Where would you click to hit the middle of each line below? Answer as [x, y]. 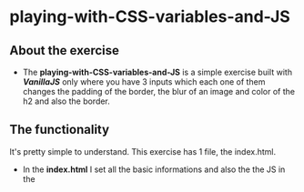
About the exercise [65, 51]
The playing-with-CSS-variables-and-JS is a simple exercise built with [157, 72]
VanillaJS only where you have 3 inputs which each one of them [144, 82]
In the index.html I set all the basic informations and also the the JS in [154, 169]
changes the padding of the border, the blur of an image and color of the [159, 91]
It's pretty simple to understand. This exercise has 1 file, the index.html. [142, 151]
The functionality [60, 130]
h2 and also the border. [66, 101]
